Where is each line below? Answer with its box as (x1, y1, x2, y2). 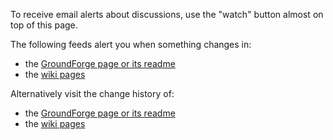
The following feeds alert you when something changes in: (10, 39, 252, 50)
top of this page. (10, 19, 78, 31)
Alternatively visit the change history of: (10, 88, 175, 99)
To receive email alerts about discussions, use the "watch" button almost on (10, 9, 324, 20)
